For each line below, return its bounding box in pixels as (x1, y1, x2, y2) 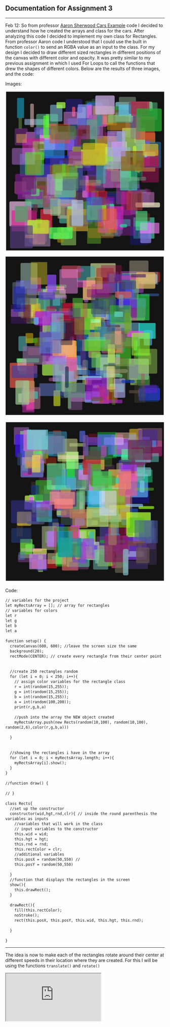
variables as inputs (5, 816, 49, 822)
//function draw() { (5, 781, 49, 786)
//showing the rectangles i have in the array (10, 750, 110, 756)
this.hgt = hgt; (14, 837, 49, 842)
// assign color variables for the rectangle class (14, 679, 125, 685)
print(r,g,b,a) (14, 704, 47, 710)
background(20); (10, 649, 44, 654)
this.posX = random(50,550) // (14, 857, 80, 862)
